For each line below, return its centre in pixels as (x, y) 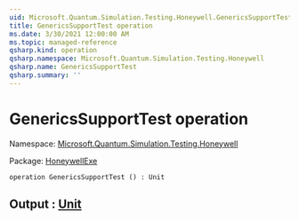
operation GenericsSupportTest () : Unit (87, 177)
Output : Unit (45, 204)
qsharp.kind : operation (53, 51)
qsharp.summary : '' (45, 75)
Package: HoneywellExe (53, 161)
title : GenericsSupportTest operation (81, 26)
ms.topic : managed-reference (63, 42)
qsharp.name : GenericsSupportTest (73, 67)
